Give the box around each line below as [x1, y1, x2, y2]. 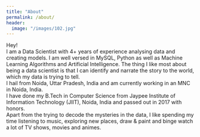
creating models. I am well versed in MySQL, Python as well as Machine [6, 54, 183, 61]
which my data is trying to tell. [6, 73, 81, 80]
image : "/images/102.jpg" [11, 25, 76, 32]
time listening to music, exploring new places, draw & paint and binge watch [6, 117, 193, 125]
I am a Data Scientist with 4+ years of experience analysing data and [6, 48, 176, 55]
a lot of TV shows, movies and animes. [6, 124, 101, 131]
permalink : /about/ [6, 14, 55, 20]
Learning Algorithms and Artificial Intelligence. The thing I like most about [6, 61, 187, 68]
